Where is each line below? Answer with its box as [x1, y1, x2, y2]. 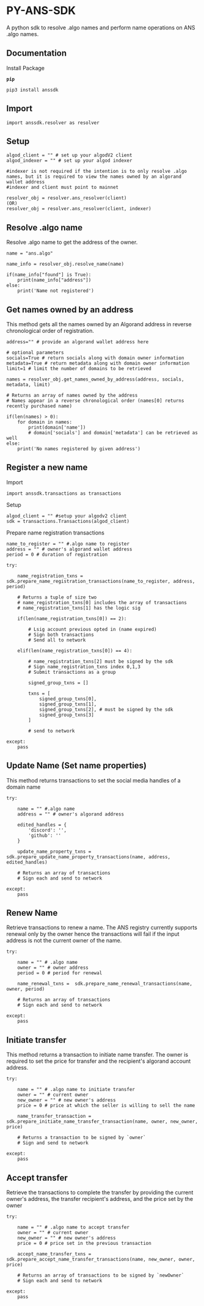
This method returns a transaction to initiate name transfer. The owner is [6, 1051, 188, 1059]
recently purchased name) [6, 403, 72, 409]
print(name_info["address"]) [17, 277, 92, 283]
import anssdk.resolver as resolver [6, 120, 100, 126]
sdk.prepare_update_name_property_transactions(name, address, [6, 853, 171, 860]
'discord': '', [28, 827, 67, 833]
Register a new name [6, 462, 88, 473]
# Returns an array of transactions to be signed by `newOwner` [17, 1272, 184, 1279]
